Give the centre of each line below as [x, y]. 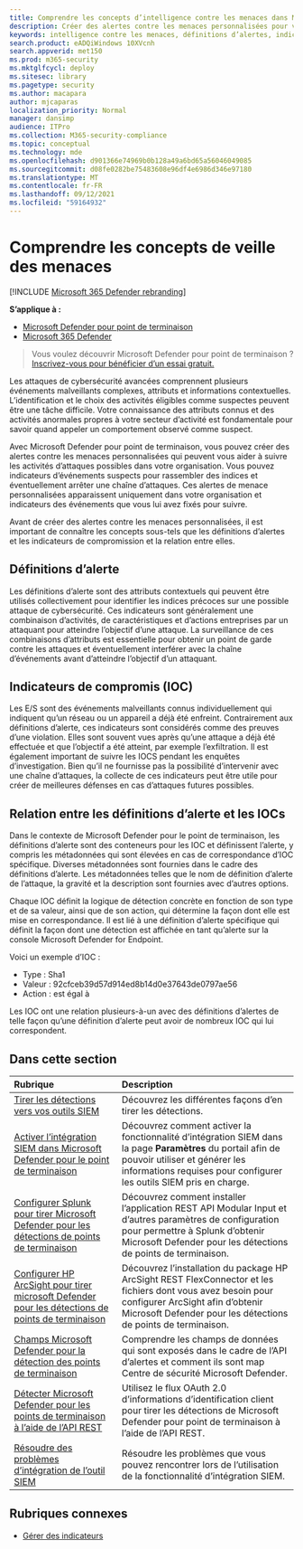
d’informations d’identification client [197, 1400]
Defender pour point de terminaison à [201, 1422]
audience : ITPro [40, 128]
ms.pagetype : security [52, 85]
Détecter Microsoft [54, 1393]
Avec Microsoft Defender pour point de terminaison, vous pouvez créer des [150, 446]
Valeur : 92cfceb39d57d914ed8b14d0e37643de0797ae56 [130, 984]
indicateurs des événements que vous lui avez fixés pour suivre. [129, 504]
